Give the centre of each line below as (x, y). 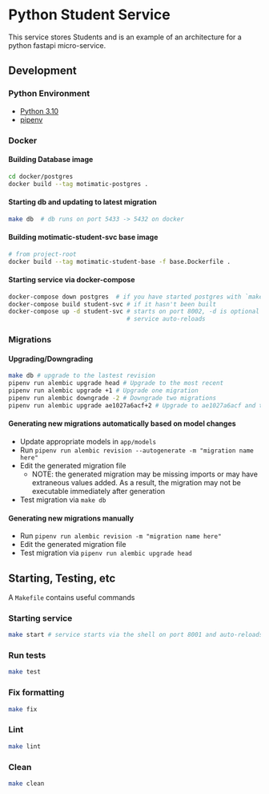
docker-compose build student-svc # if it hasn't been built (112, 304)
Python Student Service (89, 15)
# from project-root (43, 254)
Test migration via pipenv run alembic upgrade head (106, 553)
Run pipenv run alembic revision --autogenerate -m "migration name (137, 450)
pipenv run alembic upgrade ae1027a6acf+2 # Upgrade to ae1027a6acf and (132, 405)
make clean (26, 784)
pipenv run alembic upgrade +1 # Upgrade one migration (103, 391)
